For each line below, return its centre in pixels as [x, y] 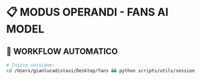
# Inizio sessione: [31, 65]
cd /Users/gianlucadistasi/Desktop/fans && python [71, 70]
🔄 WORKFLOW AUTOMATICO [62, 51]
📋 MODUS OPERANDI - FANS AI [87, 12]
